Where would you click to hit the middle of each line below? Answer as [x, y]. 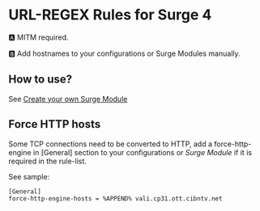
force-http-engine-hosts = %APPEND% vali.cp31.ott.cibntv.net [115, 198]
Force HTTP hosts [55, 124]
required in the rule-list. [48, 161]
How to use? [40, 80]
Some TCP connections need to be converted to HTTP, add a [111, 144]
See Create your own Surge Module [68, 99]
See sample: [29, 176]
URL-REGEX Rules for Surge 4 [110, 15]
